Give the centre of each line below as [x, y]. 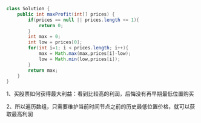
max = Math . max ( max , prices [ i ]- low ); [85, 54]
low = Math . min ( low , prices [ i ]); [79, 59]
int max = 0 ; [44, 37]
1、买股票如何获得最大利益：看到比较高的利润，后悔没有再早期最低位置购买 [100, 94]
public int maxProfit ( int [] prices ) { [66, 14]
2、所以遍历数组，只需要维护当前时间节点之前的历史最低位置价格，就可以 [98, 107]
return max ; [43, 70]
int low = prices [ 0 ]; [55, 42]
